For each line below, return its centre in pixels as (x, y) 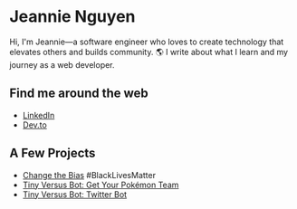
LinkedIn (38, 115)
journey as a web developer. (62, 64)
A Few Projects (53, 153)
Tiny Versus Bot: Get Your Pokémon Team (101, 185)
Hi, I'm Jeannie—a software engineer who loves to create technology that (147, 42)
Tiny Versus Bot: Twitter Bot (75, 194)
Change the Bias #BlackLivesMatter (89, 175)
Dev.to (34, 125)
